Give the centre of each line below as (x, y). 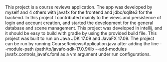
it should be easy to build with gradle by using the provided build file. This (81, 33)
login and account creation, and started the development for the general (79, 23)
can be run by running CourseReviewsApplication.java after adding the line (82, 44)
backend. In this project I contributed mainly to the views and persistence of (83, 17)
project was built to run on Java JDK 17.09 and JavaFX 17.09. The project (80, 38)
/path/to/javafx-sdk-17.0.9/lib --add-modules (81, 49)
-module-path (19, 49)
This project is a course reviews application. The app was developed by (79, 7)
